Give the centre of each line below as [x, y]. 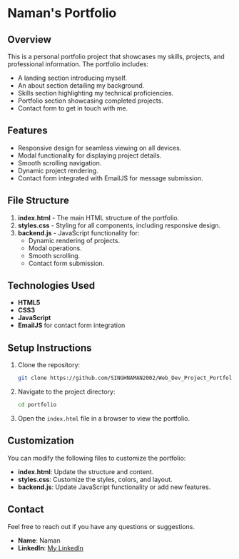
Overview [30, 40]
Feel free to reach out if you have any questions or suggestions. [101, 526]
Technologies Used [51, 286]
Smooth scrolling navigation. [60, 163]
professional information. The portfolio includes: [78, 64]
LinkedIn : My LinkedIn [51, 548]
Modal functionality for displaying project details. [90, 155]
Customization [41, 441]
